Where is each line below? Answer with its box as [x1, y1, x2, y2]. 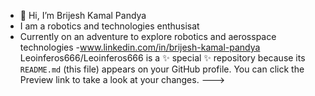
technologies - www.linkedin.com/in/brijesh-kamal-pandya [19, 41, 261, 53]
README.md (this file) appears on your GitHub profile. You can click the [19, 63, 305, 75]
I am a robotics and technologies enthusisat [19, 20, 200, 32]
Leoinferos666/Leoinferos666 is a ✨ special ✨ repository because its [19, 52, 306, 64]
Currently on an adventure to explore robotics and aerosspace [19, 31, 277, 42]
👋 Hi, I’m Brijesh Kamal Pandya [19, 10, 147, 21]
